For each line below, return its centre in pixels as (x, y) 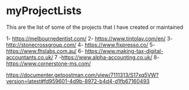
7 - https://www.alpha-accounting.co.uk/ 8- (107, 57)
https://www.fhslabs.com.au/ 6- (45, 51)
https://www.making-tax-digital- (124, 51)
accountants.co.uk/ (30, 57)
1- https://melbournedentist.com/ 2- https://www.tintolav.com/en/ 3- (89, 38)
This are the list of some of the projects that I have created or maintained (95, 27)
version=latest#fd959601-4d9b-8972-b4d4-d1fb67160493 (78, 81)
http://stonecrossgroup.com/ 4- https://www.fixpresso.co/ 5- (81, 45)
